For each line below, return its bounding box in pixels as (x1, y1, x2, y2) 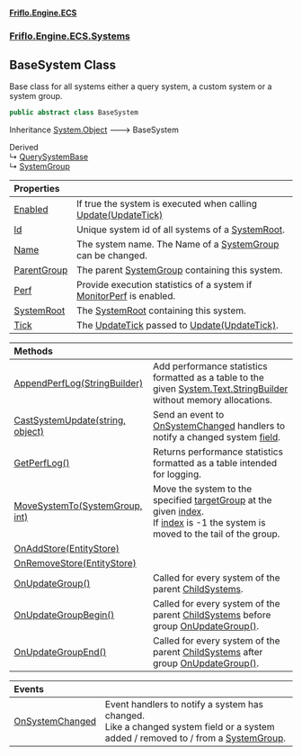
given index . (152, 505, 204, 517)
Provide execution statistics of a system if (75, 279, 253, 292)
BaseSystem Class (9, 57, 117, 72)
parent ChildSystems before (152, 608, 271, 621)
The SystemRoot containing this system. (75, 304, 247, 317)
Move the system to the (152, 482, 253, 495)
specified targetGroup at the (152, 494, 272, 507)
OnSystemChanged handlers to (152, 419, 286, 432)
